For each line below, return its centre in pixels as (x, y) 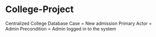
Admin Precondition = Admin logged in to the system (61, 28)
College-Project (40, 9)
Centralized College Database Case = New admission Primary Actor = (79, 23)
